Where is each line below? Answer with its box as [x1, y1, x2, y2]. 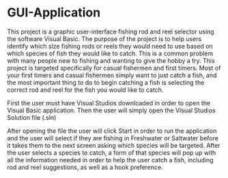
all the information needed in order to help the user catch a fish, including [7, 155, 214, 164]
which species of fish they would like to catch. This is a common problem [7, 49, 214, 58]
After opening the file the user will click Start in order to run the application [7, 127, 217, 135]
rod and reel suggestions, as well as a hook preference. [7, 163, 163, 171]
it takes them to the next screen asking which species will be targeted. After [7, 141, 220, 149]
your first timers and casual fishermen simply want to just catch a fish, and [7, 71, 217, 79]
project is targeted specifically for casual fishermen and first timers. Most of [7, 64, 221, 72]
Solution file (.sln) [7, 113, 57, 121]
